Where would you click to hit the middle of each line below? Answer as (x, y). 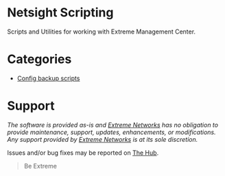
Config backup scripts (48, 78)
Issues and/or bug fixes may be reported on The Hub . (83, 153)
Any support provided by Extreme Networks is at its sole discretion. (103, 139)
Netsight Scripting (60, 13)
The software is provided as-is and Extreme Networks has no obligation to (113, 125)
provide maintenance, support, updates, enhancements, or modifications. (111, 132)
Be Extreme (40, 166)
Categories (39, 59)
